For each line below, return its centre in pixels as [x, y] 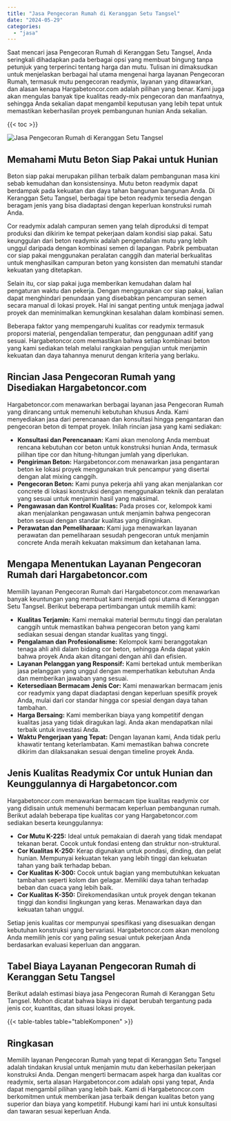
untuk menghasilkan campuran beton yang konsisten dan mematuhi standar [115, 263]
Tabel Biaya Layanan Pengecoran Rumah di [102, 966]
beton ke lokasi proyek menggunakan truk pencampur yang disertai [113, 469]
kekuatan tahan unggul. [51, 909]
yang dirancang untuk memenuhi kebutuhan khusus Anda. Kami [98, 412]
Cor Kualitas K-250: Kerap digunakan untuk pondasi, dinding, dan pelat [119, 851]
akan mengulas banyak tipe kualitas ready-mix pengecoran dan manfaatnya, [116, 97]
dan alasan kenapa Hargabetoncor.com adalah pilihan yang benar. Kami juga [116, 89]
